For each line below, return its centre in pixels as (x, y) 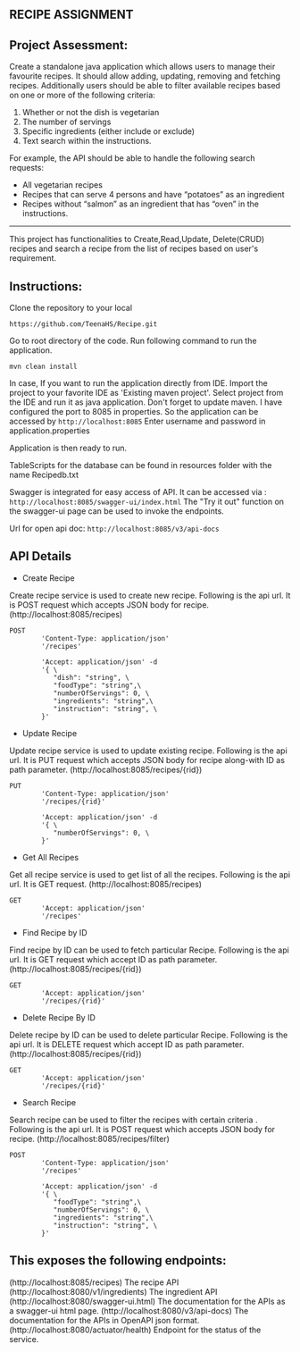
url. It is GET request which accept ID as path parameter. (113, 959)
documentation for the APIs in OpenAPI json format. (104, 1320)
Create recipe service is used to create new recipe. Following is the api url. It (150, 595)
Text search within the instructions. (87, 141)
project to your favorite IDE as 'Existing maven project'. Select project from (146, 393)
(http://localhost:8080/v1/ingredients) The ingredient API (113, 1291)
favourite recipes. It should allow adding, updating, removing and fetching (145, 76)
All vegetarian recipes (62, 185)
